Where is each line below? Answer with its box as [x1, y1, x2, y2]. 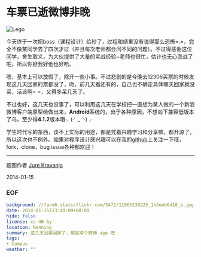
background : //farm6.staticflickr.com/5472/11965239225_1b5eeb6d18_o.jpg [6, 202, 194, 208]
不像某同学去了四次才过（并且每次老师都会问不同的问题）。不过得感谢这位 [11, 45, 193, 53]
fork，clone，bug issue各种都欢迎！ [6, 143, 96, 150]
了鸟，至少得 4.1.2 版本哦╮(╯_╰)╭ [6, 115, 93, 123]
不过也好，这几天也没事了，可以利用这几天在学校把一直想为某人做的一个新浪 [6, 100, 195, 108]
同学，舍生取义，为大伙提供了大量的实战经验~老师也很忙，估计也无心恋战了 [6, 53, 193, 60]
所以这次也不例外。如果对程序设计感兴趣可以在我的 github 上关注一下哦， [6, 136, 184, 143]
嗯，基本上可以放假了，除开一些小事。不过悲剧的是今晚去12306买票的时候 [6, 73, 190, 80]
